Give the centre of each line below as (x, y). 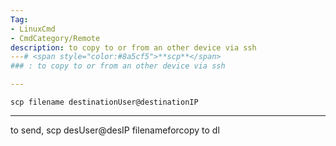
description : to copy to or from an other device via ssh (133, 47)
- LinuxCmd (33, 29)
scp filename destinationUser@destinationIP (104, 102)
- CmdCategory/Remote (55, 38)
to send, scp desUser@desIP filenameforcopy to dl (115, 130)
